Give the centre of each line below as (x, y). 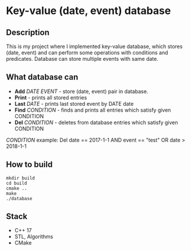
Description (28, 32)
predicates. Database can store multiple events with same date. (82, 59)
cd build (17, 183)
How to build (29, 165)
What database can (42, 77)
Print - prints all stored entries (51, 97)
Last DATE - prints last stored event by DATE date (74, 104)
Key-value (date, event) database (89, 11)
